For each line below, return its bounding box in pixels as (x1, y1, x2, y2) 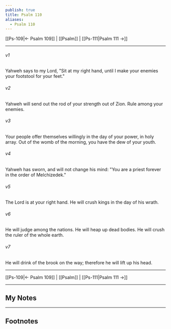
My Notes (5, 294, 37, 303)
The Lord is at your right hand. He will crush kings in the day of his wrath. (5, 199, 159, 205)
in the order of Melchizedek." (5, 172, 66, 178)
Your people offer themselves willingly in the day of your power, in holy (5, 133, 154, 140)
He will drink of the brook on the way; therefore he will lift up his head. (5, 259, 153, 265)
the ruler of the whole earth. (5, 232, 64, 238)
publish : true (5, 7, 36, 13)
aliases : (5, 17, 24, 22)
